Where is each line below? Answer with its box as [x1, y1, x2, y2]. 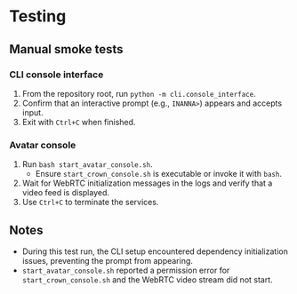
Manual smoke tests [9, 42, 124, 57]
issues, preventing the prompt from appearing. [21, 255, 194, 266]
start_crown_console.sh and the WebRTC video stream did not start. [21, 274, 273, 285]
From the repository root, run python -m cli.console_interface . [21, 88, 256, 99]
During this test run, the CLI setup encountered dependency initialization [21, 246, 289, 257]
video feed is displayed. [21, 187, 109, 198]
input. [21, 107, 44, 117]
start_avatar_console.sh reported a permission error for [21, 265, 230, 275]
